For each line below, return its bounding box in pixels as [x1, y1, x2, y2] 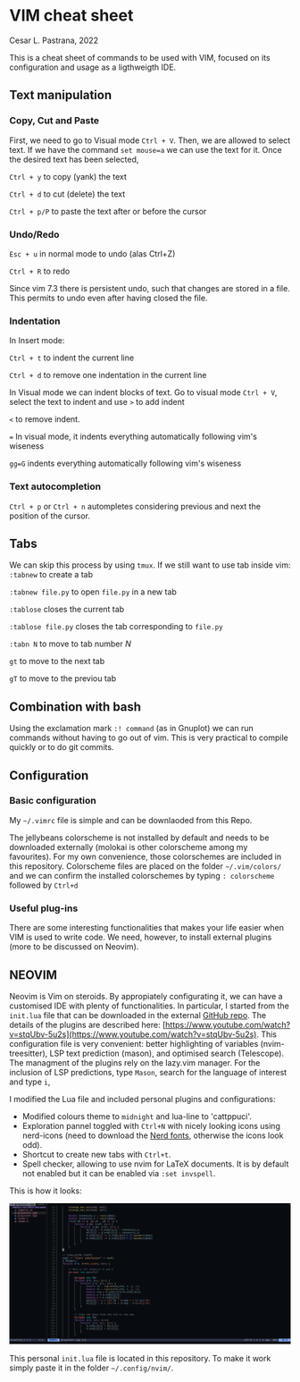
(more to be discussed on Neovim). [9, 941, 139, 952]
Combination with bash [9, 699, 141, 714]
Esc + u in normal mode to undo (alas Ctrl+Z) [9, 248, 176, 259]
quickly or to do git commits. [9, 742, 114, 753]
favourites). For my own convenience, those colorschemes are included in [9, 851, 282, 862]
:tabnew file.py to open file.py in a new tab [9, 586, 177, 597]
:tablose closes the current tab [9, 604, 125, 615]
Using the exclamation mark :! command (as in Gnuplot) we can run [9, 723, 254, 734]
